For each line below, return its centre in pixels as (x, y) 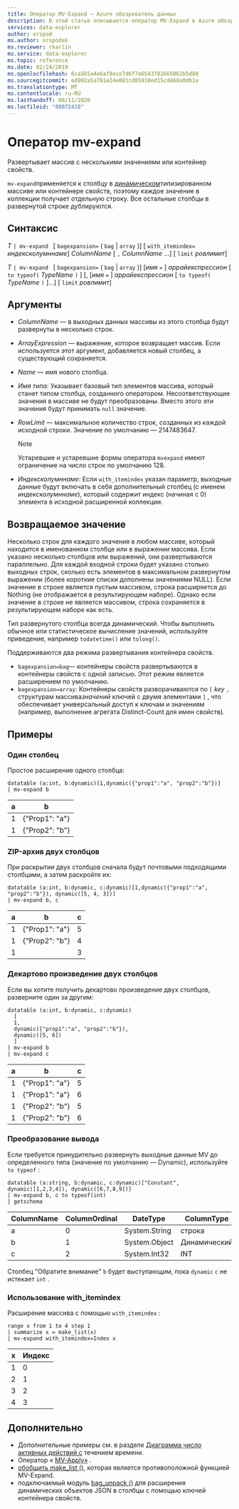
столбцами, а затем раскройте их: (59, 875)
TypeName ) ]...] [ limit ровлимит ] (60, 282)
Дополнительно (45, 1428)
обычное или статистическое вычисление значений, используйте (108, 631)
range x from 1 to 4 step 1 (49, 1326)
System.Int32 (147, 1254)
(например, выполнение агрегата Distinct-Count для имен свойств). (121, 712)
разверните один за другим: (51, 997)
